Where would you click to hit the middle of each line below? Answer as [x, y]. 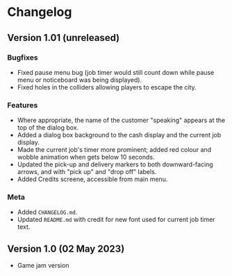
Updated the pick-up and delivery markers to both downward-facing [115, 164]
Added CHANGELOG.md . [47, 212]
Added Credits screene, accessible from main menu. [92, 179]
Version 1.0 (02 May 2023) [66, 249]
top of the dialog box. [48, 128]
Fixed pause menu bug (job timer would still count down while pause [116, 72]
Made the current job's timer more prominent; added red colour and [114, 150]
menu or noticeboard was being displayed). [80, 80]
